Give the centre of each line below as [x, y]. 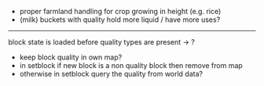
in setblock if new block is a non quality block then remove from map [131, 65]
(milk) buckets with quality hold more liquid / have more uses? [120, 20]
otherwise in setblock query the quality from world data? [111, 74]
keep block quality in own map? [71, 57]
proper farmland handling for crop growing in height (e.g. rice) [120, 11]
